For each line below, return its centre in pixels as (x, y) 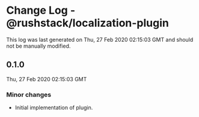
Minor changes (29, 94)
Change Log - (41, 10)
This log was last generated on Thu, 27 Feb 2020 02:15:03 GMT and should (100, 39)
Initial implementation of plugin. (54, 107)
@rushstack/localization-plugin (88, 23)
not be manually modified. (38, 46)
